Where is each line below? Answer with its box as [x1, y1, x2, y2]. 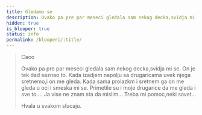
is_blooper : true [6, 25, 50, 32]
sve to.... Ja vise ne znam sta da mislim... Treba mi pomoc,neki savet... [21, 91, 197, 98]
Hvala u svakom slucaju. [21, 102, 82, 109]
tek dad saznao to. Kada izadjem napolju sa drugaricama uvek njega [21, 72, 191, 78]
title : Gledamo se [6, 8, 52, 15]
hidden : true [6, 20, 39, 26]
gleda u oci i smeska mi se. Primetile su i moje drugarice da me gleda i [21, 84, 196, 91]
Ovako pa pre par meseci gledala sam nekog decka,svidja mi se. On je [21, 65, 196, 72]
